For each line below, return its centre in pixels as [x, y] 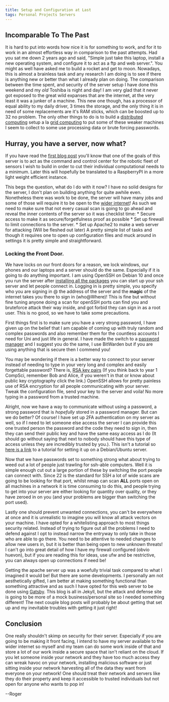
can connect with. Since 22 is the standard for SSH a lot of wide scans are [82, 476]
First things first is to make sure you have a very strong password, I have [81, 323]
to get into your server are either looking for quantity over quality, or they [81, 492]
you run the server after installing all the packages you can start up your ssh [84, 281]
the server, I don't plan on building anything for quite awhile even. [73, 192]
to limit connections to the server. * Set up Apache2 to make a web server [82, 225]
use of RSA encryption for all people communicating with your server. [77, 386]
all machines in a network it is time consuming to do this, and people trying [83, 486]
